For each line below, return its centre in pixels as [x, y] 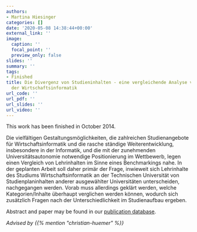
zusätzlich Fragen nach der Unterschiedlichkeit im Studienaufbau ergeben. [96, 200]
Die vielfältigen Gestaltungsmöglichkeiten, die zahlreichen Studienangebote [98, 138]
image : [14, 39]
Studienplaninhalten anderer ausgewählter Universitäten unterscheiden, [93, 181]
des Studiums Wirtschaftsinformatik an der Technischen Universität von [93, 175]
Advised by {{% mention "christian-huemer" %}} [65, 223]
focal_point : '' [31, 50]
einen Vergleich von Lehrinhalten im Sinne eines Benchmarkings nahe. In [94, 163]
